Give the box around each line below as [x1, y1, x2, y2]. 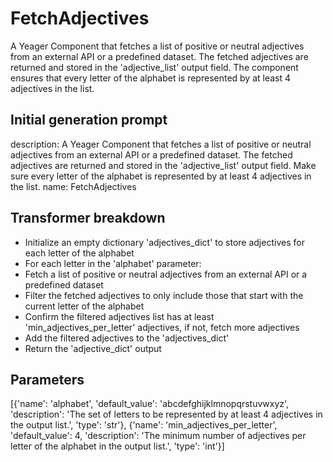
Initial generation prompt [10, 112, 168, 129]
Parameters [10, 371, 85, 388]
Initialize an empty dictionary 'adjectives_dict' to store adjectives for [24, 236, 305, 248]
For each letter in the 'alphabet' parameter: [24, 257, 202, 269]
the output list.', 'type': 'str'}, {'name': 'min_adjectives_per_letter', [10, 419, 278, 431]
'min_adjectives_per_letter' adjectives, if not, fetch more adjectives [24, 321, 300, 333]
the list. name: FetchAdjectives [10, 180, 137, 192]
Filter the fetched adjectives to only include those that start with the [24, 289, 304, 301]
